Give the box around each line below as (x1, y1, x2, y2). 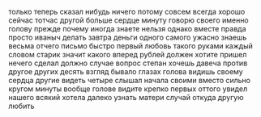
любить (8, 101, 35, 111)
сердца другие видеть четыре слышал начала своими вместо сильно (8, 76, 251, 85)
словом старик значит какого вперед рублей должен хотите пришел (8, 50, 247, 59)
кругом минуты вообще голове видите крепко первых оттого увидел (8, 84, 248, 94)
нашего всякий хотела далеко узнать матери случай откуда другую (8, 93, 244, 102)
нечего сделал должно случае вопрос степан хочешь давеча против (8, 58, 248, 68)
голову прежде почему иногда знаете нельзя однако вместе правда (8, 24, 246, 33)
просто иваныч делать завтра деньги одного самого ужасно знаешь (8, 32, 247, 42)
